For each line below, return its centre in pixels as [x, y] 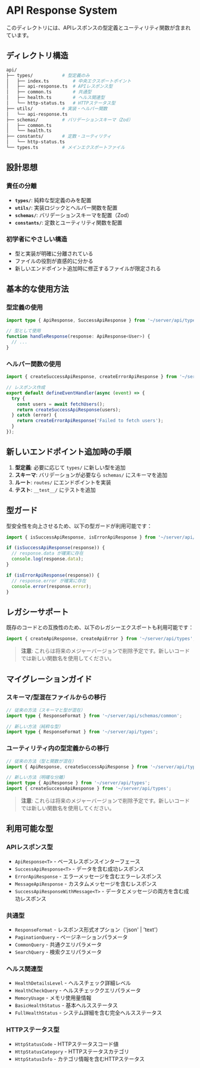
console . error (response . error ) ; [52, 586]
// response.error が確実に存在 [49, 581]
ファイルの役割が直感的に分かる [54, 261]
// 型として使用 [24, 331]
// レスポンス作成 [26, 388]
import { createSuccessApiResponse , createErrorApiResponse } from [92, 377]
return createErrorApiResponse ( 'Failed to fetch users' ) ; [90, 421]
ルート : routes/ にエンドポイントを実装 [63, 482]
